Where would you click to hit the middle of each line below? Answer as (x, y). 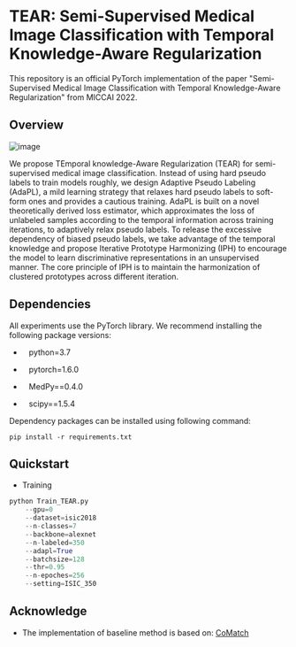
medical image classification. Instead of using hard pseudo (159, 173)
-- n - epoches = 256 (55, 576)
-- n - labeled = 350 (55, 543)
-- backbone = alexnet (61, 534)
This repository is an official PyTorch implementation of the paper (128, 78)
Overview (37, 125)
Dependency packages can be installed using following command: (130, 420)
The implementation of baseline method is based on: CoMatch (135, 632)
